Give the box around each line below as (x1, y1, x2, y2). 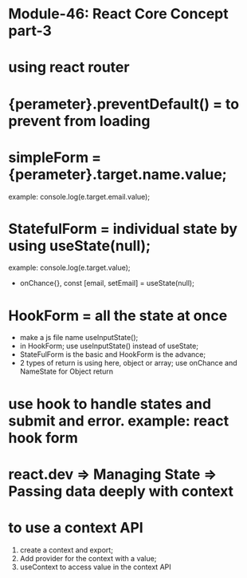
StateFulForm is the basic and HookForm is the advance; (19, 350, 206, 359)
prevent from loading (8, 112, 151, 130)
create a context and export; (19, 544, 114, 555)
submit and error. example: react (8, 412, 229, 430)
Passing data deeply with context (8, 482, 233, 500)
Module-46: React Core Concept (8, 5, 229, 23)
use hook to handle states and (8, 394, 212, 413)
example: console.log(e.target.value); (8, 263, 131, 272)
